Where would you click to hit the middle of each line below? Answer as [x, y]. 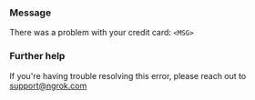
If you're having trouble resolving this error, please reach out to [128, 75]
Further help [37, 56]
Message [31, 13]
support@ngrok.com [48, 85]
